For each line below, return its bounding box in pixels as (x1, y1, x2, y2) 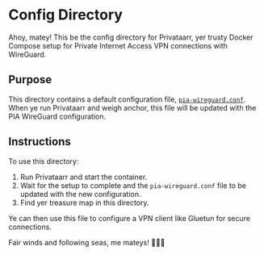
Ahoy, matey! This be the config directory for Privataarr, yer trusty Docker (8, 32, 254, 42)
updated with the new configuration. (19, 189, 141, 199)
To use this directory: (8, 156, 79, 166)
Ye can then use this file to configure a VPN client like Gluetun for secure (8, 213, 250, 223)
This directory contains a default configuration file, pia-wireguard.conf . (8, 94, 246, 104)
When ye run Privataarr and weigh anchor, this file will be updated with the (8, 102, 257, 112)
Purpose (8, 73, 52, 86)
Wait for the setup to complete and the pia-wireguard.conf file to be (19, 180, 246, 190)
